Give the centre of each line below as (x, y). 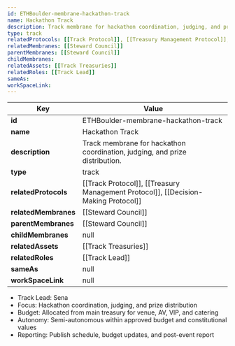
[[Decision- (184, 192)
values (27, 327)
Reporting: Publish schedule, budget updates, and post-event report (116, 335)
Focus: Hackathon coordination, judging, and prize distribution (107, 305)
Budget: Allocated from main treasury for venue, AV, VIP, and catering (118, 312)
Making (94, 201)
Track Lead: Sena (43, 298)
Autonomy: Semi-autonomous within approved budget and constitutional (122, 320)
